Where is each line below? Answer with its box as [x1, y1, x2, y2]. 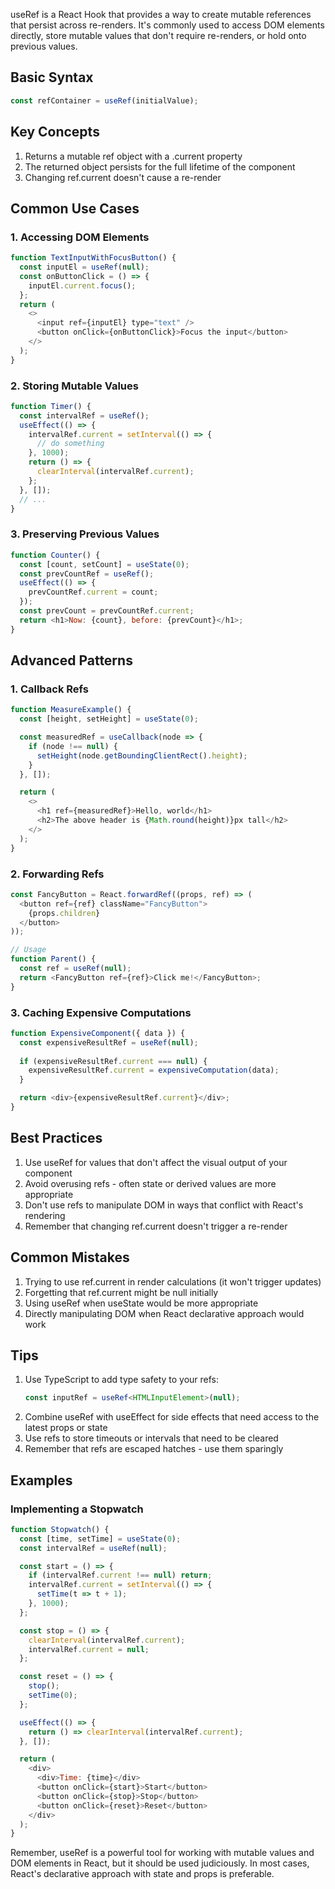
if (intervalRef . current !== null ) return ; [28, 1570, 213, 1581]
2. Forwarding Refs [10, 867, 105, 881]
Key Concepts [10, 124, 100, 141]
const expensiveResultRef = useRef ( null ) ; [19, 1037, 199, 1048]
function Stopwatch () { [10, 1524, 110, 1534]
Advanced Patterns [10, 652, 133, 669]
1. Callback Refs [10, 682, 89, 696]
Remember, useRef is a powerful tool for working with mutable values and [10, 1847, 315, 1859]
